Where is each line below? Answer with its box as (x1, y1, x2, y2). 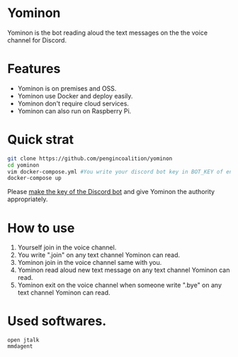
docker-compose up (7, 175, 62, 182)
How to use (7, 220, 75, 236)
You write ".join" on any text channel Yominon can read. (17, 251, 181, 259)
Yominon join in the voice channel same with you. (17, 259, 162, 267)
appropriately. (7, 195, 48, 203)
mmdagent (7, 343, 33, 350)
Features (7, 61, 61, 77)
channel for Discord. (7, 35, 67, 44)
